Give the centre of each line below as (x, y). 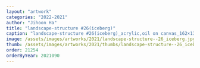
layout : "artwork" (29, 12)
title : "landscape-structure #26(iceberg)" (61, 28)
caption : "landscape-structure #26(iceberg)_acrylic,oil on (82, 34)
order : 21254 (22, 50)
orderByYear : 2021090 (33, 56)
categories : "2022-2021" (37, 17)
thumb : (14, 45)
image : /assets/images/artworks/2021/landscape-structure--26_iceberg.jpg (101, 39)
